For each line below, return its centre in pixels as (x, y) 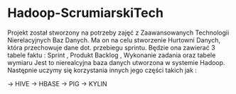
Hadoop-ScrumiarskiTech (85, 13)
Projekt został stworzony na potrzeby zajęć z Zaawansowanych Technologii (118, 33)
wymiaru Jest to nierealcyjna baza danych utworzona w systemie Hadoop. (116, 62)
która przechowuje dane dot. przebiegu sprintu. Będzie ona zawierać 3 (111, 47)
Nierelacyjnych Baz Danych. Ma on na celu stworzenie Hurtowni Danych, (114, 40)
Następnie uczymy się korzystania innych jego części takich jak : (102, 70)
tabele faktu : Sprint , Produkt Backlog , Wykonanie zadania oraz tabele (112, 55)
